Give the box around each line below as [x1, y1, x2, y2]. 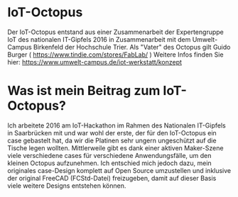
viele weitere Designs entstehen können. [7, 181, 126, 190]
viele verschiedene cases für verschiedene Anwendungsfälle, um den [7, 151, 212, 159]
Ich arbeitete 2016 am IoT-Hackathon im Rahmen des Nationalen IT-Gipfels [7, 121, 226, 130]
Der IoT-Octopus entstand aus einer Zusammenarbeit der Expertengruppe [7, 28, 224, 36]
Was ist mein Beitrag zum [7, 83, 161, 99]
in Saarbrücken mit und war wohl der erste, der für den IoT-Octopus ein [7, 128, 217, 137]
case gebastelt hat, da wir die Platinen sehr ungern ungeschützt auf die [7, 136, 217, 145]
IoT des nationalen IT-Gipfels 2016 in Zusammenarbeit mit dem [7, 35, 191, 43]
